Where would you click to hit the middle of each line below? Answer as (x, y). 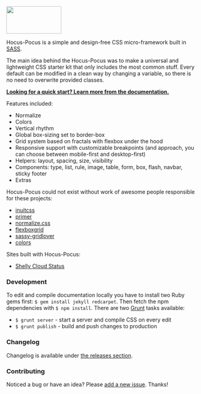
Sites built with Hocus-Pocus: (44, 254)
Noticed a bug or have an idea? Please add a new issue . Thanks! (87, 384)
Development (27, 281)
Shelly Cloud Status (40, 266)
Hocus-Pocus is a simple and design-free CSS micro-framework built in (97, 42)
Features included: (30, 104)
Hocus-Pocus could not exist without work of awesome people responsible (100, 192)
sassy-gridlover (35, 236)
